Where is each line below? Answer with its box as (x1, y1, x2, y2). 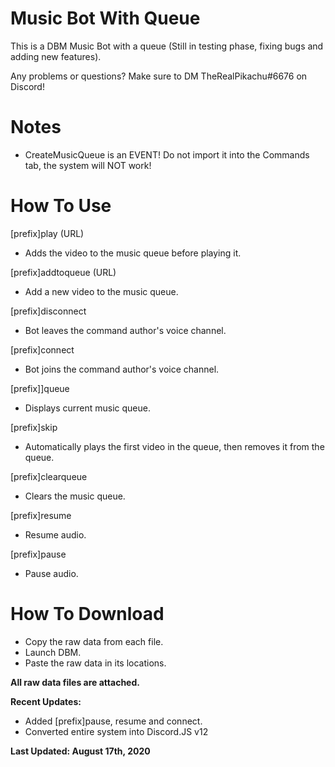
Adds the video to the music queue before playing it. (24, 247, 242, 259)
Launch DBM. (24, 646, 82, 658)
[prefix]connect (10, 343, 75, 356)
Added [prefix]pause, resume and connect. (24, 715, 203, 727)
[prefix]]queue (10, 382, 70, 394)
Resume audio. (24, 528, 87, 541)
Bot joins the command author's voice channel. (24, 363, 220, 375)
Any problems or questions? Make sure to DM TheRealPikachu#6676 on (10, 70, 308, 82)
